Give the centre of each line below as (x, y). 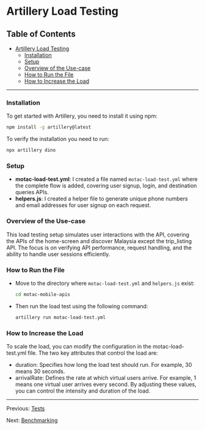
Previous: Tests (26, 408)
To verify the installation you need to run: (58, 139)
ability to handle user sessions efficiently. (58, 254)
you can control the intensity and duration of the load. (83, 391)
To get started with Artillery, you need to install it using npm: (82, 116)
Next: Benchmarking (32, 420)
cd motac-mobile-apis (42, 294)
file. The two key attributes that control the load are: (93, 353)
